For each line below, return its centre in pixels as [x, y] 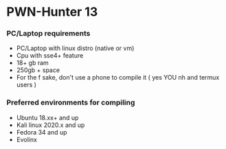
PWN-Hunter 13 [52, 12]
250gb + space [38, 70]
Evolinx [26, 139]
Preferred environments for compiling [71, 102]
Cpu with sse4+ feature [50, 56]
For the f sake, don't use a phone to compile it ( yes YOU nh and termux [118, 78]
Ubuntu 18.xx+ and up [47, 117]
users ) [26, 85]
